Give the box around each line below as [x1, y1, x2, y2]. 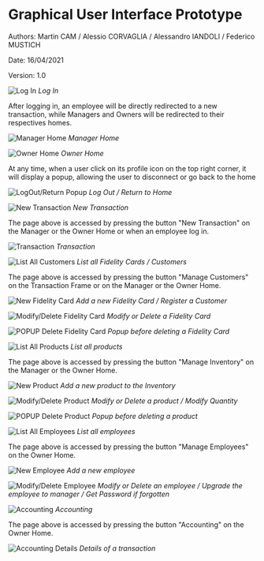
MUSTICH [8, 39, 41, 49]
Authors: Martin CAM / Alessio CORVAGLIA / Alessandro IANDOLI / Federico [8, 32, 255, 41]
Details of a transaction [79, 543, 156, 553]
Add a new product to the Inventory [60, 380, 176, 390]
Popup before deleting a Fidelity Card [107, 326, 230, 336]
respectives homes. [8, 118, 73, 127]
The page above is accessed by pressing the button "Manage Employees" [8, 442, 249, 451]
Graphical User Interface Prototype [8, 6, 243, 24]
